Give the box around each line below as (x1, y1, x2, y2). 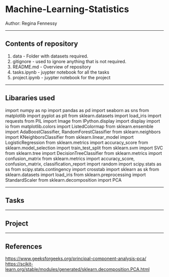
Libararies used (5, 94, 55, 102)
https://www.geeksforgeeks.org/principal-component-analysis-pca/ (5, 256, 147, 261)
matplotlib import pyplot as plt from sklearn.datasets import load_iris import (5, 113, 162, 119)
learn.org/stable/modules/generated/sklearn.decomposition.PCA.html (5, 266, 150, 272)
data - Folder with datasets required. (12, 53, 89, 59)
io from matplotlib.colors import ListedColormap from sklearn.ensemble (5, 123, 153, 129)
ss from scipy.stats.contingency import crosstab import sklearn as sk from (5, 166, 159, 172)
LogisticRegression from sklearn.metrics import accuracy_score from (5, 139, 148, 145)
